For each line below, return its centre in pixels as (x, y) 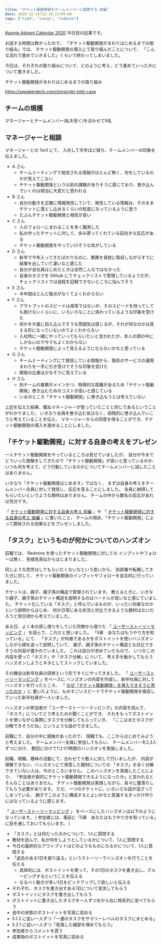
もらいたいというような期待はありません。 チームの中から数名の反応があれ (80, 495)
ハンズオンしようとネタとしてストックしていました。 (58, 663)
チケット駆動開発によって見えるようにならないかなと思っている (82, 348)
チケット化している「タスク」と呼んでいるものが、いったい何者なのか (84, 604)
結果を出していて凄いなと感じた (51, 263)
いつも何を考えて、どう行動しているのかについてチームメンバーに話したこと (81, 466)
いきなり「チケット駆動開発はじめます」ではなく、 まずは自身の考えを (75, 483)
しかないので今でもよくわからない (53, 342)
